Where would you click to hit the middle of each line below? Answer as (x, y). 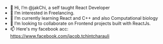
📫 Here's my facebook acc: (39, 29)
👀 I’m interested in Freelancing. (42, 13)
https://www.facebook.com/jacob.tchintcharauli (60, 36)
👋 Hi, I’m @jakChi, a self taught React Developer (60, 8)
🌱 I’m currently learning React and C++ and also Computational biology (84, 18)
